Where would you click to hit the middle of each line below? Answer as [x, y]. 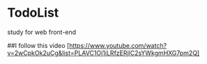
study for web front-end [42, 32]
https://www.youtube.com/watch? [118, 45]
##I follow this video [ [38, 45]
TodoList [33, 13]
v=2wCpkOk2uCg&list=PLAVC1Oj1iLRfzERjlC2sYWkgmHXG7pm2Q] [103, 53]
